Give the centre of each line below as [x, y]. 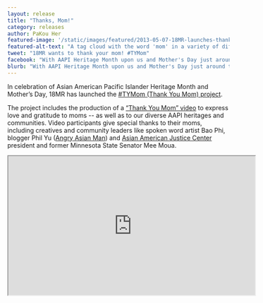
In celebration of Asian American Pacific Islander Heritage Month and [108, 86]
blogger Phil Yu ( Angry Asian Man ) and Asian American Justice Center [110, 138]
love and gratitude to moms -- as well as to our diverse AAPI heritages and [116, 115]
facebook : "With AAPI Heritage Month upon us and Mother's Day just [110, 60]
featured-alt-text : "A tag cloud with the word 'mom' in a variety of [113, 47]
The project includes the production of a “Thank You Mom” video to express [118, 107]
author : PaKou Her [34, 34]
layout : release [31, 14]
